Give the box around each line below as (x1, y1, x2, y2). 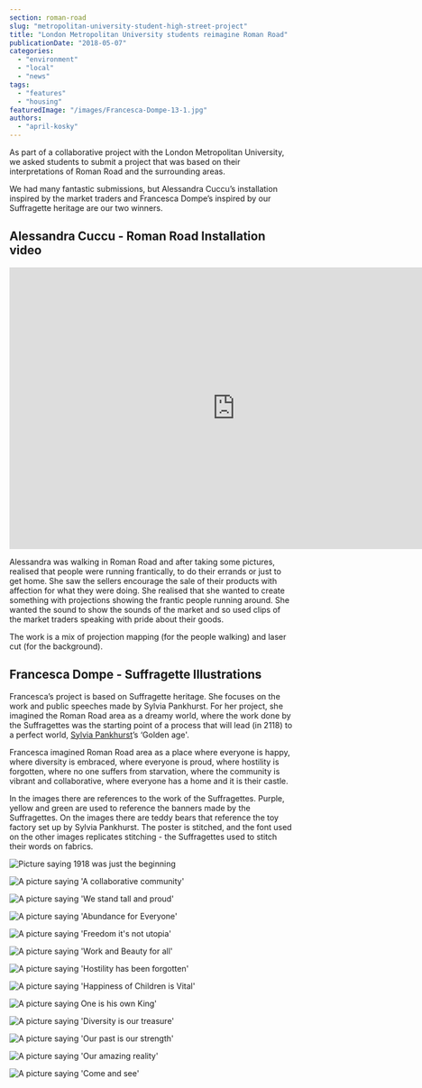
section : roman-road (9, 13, 87, 23)
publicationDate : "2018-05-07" (9, 38, 127, 48)
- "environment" (17, 55, 78, 64)
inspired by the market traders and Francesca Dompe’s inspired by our (9, 193, 271, 204)
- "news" (17, 72, 50, 81)
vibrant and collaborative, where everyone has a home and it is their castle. (9, 775, 289, 786)
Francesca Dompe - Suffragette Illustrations (9, 667, 262, 682)
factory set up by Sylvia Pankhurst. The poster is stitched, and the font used (9, 821, 292, 832)
